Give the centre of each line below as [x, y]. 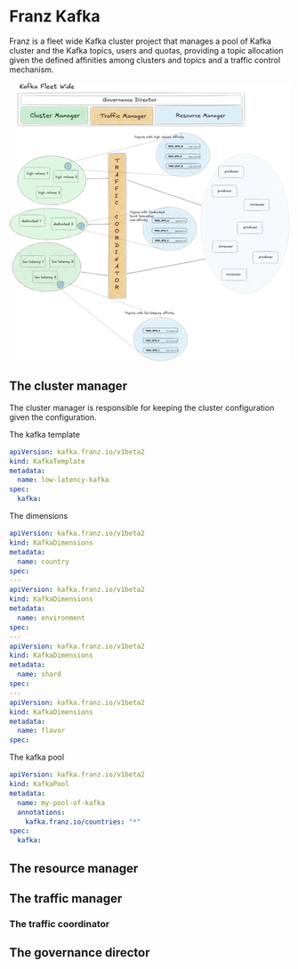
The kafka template [44, 434]
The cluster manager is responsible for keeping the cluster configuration [142, 407]
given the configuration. [53, 417]
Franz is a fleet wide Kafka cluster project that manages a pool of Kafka [140, 41]
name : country [43, 562]
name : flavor [41, 731]
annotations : [41, 812]
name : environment [52, 618]
